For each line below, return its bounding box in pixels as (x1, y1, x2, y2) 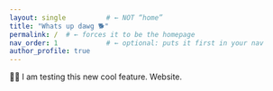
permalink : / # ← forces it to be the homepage (9, 30, 196, 39)
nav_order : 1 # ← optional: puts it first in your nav (9, 38, 264, 48)
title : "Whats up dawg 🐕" (9, 22, 110, 31)
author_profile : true (9, 47, 91, 56)
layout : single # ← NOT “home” (9, 13, 164, 23)
